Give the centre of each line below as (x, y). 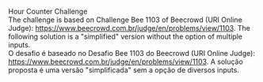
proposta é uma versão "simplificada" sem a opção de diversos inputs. (124, 70)
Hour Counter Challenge (48, 11)
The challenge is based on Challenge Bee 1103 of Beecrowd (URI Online (126, 20)
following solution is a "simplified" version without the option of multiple (126, 36)
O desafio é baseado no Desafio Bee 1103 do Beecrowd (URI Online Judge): (132, 53)
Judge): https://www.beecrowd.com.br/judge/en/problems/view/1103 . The (130, 28)
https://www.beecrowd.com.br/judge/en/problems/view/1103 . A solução (126, 61)
